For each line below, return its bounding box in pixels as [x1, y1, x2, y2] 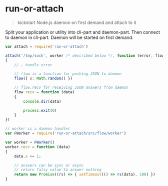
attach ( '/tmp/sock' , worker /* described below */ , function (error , [5, 53, 153, 58]
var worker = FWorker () [5, 140, 55, 145]
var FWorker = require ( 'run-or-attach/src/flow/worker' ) [5, 131, 126, 136]
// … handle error [14, 62, 52, 67]
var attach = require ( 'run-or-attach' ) [5, 44, 88, 49]
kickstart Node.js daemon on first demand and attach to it [17, 19, 136, 25]
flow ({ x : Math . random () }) [14, 76, 72, 81]
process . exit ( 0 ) [23, 108, 57, 113]
